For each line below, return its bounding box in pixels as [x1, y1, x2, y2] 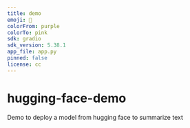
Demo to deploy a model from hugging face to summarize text [7, 113, 184, 121]
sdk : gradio [7, 36, 41, 42]
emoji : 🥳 [7, 16, 32, 23]
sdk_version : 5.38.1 [7, 42, 67, 49]
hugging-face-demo [7, 90, 127, 106]
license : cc [7, 61, 41, 68]
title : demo [7, 10, 41, 17]
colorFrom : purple [7, 23, 60, 29]
